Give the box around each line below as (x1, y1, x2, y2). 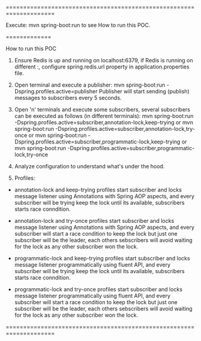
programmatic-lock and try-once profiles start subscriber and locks (14, 286, 183, 293)
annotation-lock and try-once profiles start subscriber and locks (14, 217, 174, 224)
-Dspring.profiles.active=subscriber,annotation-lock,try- (55, 125, 196, 132)
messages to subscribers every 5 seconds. (14, 94, 122, 101)
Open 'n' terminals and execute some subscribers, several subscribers (14, 106, 191, 113)
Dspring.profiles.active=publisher (14, 88, 98, 94)
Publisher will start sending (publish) (98, 88, 190, 94)
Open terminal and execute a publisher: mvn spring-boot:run (14, 81, 165, 88)
